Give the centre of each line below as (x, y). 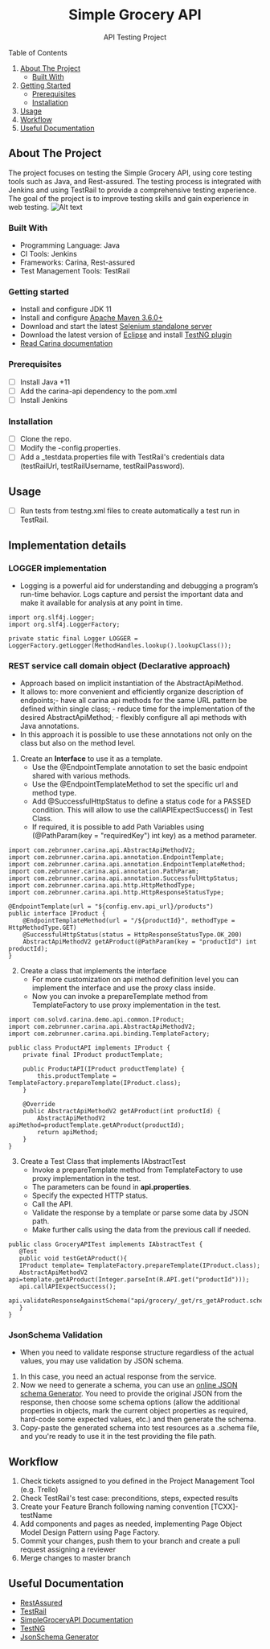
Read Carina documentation (66, 343)
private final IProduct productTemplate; (93, 1055)
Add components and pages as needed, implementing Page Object (131, 1524)
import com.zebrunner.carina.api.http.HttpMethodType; (102, 886)
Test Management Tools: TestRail (75, 271)
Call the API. (52, 1204)
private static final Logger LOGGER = (73, 638)
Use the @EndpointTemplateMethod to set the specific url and (135, 784)
